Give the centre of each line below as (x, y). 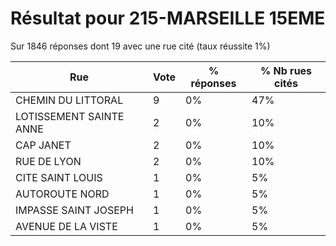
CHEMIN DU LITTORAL (69, 100)
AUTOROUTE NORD (62, 194)
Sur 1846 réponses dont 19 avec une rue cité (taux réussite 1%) (140, 46)
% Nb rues (286, 70)
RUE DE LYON (48, 161)
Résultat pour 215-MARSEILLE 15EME (168, 18)
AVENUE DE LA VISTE (66, 226)
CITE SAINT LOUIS (59, 177)
